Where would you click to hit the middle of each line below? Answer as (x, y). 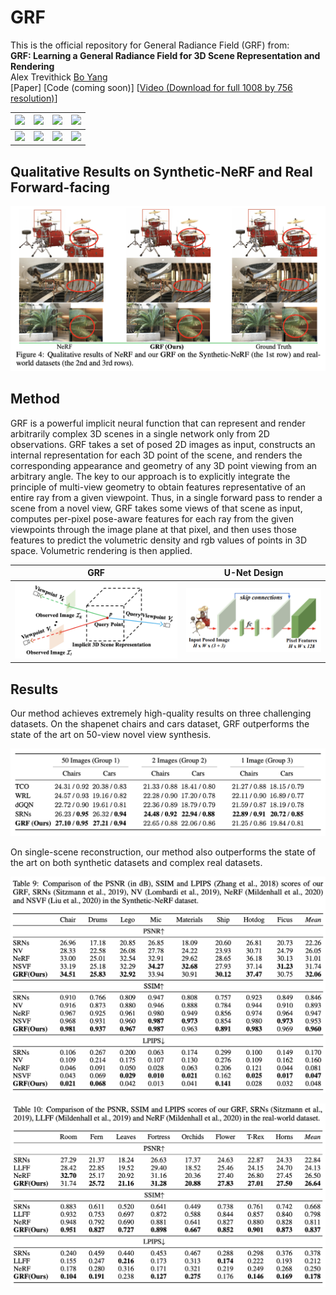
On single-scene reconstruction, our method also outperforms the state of (163, 852)
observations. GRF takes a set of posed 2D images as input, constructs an (163, 444)
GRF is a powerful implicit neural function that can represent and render (158, 423)
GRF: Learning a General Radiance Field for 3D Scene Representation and (165, 55)
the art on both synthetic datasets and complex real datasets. (136, 863)
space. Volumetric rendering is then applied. (101, 550)
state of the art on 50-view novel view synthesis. (111, 735)
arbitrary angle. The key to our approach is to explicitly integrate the (150, 476)
